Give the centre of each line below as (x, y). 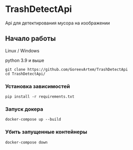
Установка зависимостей (38, 86)
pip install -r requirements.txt (40, 97)
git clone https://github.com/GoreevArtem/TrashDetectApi (66, 69)
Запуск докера (24, 109)
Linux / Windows (22, 50)
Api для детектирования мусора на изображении (58, 23)
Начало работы (31, 39)
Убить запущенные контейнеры (46, 132)
